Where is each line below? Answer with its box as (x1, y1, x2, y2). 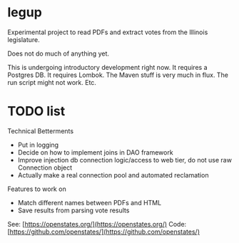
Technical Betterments (7, 126, 73, 135)
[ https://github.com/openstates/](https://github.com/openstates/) (7, 227, 200, 236)
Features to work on (7, 185, 66, 193)
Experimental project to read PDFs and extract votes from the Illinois (7, 28, 208, 36)
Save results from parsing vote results (17, 206, 130, 214)
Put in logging (17, 140, 59, 149)
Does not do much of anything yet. (7, 49, 109, 58)
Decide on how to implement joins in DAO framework (17, 148, 173, 157)
